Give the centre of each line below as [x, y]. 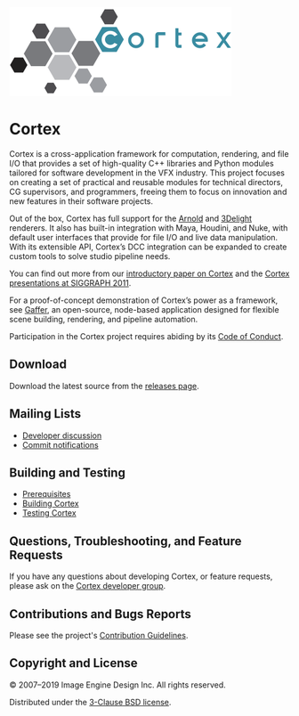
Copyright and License [73, 663]
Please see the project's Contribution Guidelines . [99, 635]
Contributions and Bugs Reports [100, 614]
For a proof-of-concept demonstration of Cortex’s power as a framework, [144, 300]
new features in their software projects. [81, 201]
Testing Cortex [49, 513]
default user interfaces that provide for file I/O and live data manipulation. [144, 237]
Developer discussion [62, 435]
